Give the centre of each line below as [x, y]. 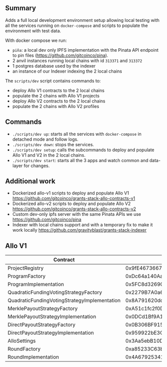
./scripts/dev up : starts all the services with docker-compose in [77, 134]
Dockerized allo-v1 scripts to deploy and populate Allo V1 [71, 193]
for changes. [37, 166]
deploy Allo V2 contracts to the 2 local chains [59, 101]
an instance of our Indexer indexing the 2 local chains [67, 71]
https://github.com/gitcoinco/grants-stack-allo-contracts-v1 [74, 198]
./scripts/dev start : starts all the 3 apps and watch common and [80, 160]
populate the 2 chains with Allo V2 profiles [56, 106]
